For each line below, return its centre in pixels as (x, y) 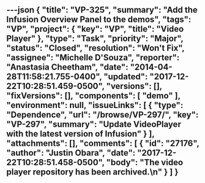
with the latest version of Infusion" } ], (80, 134)
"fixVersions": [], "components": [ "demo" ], (93, 96)
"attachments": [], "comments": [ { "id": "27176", (103, 144)
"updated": (126, 77)
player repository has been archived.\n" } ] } (92, 172)
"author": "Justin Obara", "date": (71, 153)
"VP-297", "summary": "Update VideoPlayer (94, 124)
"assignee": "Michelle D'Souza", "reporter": (93, 58)
